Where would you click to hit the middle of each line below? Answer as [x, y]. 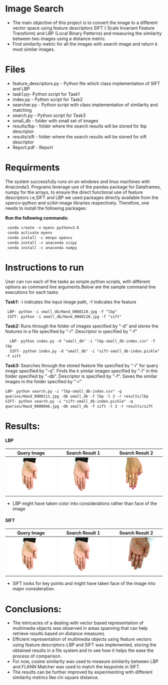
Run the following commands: [37, 218]
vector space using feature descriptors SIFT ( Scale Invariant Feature [83, 28]
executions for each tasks [32, 292]
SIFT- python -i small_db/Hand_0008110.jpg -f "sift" [64, 316]
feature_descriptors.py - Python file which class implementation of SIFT [86, 83]
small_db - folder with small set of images [55, 120]
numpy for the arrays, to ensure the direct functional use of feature [74, 192]
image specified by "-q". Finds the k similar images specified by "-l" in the [81, 371]
